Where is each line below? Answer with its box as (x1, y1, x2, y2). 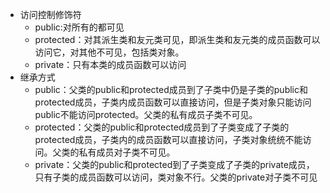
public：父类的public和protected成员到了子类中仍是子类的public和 (34, 84, 308, 95)
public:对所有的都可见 (34, 21, 125, 33)
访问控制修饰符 (19, 9, 82, 20)
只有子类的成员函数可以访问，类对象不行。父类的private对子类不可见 (34, 171, 318, 183)
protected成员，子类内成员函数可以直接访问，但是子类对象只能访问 (34, 96, 312, 108)
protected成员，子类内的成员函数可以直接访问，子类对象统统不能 (34, 134, 303, 145)
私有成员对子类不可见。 (78, 146, 176, 158)
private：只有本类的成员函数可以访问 (34, 59, 187, 70)
